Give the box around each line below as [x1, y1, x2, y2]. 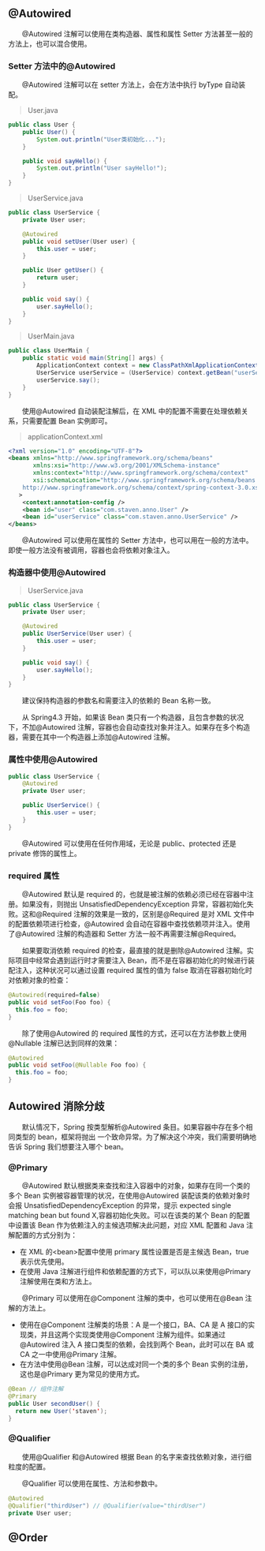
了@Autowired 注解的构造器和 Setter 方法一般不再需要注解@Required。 [8, 929, 241, 938]
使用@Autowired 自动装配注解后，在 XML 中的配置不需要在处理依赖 [22, 406, 242, 416]
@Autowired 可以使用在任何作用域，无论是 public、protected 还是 [22, 839, 237, 848]
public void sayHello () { [22, 157, 108, 165]
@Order [8, 1530, 48, 1544]
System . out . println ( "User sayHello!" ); [36, 164, 168, 173]
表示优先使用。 [19, 1257, 69, 1266]
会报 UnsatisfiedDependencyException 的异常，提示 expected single [8, 1201, 231, 1210]
